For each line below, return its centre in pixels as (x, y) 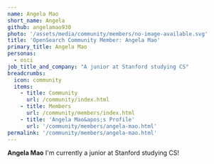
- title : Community (49, 93)
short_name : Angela (36, 21)
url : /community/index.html (68, 100)
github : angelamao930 (39, 27)
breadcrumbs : (27, 73)
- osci (23, 60)
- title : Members (46, 106)
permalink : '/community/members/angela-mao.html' (82, 133)
